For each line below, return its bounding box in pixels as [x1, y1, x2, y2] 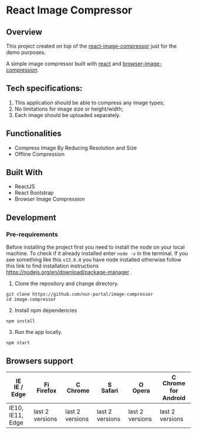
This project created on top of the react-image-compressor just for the [6, 42, 177, 49]
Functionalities [6, 129, 62, 139]
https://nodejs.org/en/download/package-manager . [6, 269, 133, 276]
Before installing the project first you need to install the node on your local [6, 243, 185, 251]
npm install [6, 318, 35, 324]
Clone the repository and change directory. [14, 280, 119, 287]
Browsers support [6, 356, 73, 366]
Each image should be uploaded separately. [14, 111, 121, 118]
